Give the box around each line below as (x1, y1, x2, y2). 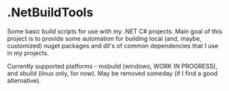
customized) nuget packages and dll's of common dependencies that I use (7, 41, 219, 50)
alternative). (7, 76, 41, 84)
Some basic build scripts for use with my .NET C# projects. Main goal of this (7, 27, 223, 35)
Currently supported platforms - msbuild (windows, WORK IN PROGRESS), (7, 62, 218, 70)
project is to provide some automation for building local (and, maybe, (7, 34, 202, 42)
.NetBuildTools (7, 5, 94, 20)
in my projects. (7, 49, 49, 57)
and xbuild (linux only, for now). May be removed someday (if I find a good (7, 69, 218, 77)
